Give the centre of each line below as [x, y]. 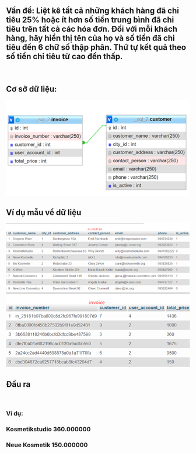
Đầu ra [18, 384]
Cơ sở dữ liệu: [32, 89]
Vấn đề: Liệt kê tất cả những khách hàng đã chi [92, 11]
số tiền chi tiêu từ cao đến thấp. [64, 57]
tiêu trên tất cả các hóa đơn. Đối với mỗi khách [92, 29]
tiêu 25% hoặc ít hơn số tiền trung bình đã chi [90, 20]
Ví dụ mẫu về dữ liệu [44, 212]
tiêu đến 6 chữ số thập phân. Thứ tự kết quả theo [96, 47]
